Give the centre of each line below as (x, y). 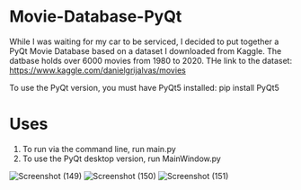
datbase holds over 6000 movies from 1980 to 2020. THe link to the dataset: (151, 60)
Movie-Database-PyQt (96, 17)
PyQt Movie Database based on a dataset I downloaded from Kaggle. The (146, 50)
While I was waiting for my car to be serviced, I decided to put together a (144, 41)
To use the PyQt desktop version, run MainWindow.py (122, 158)
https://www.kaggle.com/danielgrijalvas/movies (97, 70)
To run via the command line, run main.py (99, 149)
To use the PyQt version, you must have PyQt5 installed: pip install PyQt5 (145, 87)
